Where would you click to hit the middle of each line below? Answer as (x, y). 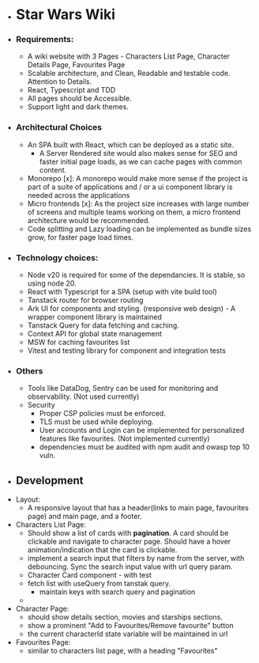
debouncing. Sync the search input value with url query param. (130, 566)
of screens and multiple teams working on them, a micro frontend (134, 212)
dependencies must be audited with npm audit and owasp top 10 (145, 447)
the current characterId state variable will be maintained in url (128, 634)
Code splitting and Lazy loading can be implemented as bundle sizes (139, 229)
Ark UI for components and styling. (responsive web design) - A (131, 309)
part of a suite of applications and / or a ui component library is (130, 187)
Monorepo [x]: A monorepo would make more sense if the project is (138, 178)
